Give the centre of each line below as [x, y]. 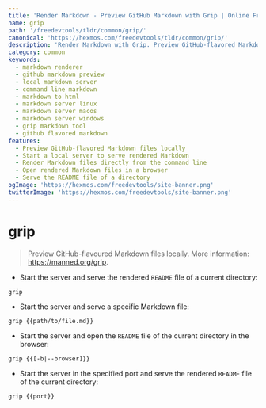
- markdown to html [47, 97]
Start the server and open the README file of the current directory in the [134, 336]
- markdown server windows [60, 119]
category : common [37, 52]
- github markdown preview [60, 74]
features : [25, 141]
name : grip [26, 23]
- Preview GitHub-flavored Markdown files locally [101, 148]
